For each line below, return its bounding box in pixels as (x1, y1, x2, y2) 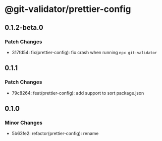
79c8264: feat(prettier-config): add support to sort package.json (11, 90, 144, 96)
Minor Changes (4, 119, 43, 126)
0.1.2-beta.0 (4, 23, 44, 32)
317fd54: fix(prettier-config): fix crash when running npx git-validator (11, 49, 157, 55)
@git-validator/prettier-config (4, 3, 131, 15)
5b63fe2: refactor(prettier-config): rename (11, 131, 99, 137)
